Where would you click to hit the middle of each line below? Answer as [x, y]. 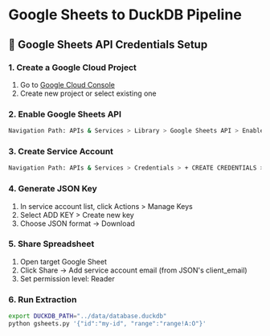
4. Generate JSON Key [53, 189]
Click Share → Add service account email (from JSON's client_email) [133, 270]
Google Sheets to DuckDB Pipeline [125, 15]
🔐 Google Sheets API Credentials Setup [108, 45]
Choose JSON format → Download [77, 223]
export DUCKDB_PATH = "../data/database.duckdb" [88, 316]
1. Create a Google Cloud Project [72, 68]
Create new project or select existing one [88, 93]
